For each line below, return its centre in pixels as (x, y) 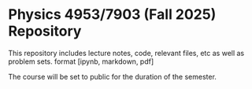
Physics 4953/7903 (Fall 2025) (112, 15)
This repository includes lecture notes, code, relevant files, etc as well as (126, 53)
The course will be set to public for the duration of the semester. (112, 76)
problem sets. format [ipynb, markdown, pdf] (81, 61)
